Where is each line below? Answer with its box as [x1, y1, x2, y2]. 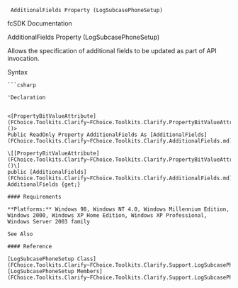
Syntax [7, 68, 28, 76]
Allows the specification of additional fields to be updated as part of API [7, 47, 217, 55]
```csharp [7, 82, 37, 89]
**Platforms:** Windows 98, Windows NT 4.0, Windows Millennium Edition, [7, 206, 230, 213]
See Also [7, 231, 33, 238]
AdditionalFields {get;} [7, 181, 81, 188]
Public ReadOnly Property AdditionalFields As [7, 131, 147, 138]
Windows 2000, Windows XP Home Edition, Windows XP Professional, [7, 212, 208, 219]
